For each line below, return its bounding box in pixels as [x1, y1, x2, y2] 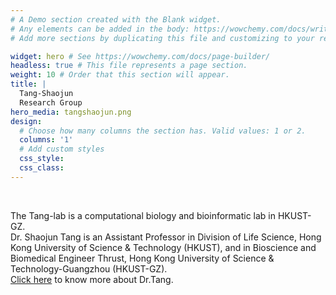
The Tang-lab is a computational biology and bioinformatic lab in [10, 209, 277, 221]
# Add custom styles [19, 144, 105, 155]
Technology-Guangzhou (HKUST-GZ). [10, 262, 168, 275]
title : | [10, 79, 47, 90]
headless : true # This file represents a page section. [10, 61, 248, 71]
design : [10, 116, 43, 126]
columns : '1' [19, 135, 74, 145]
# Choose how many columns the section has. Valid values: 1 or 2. [19, 126, 307, 136]
